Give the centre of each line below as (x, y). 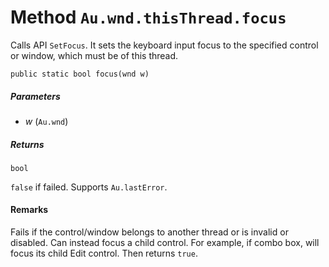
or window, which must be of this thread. (94, 55)
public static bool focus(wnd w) (80, 74)
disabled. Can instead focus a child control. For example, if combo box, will (165, 243)
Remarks (29, 210)
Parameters (35, 96)
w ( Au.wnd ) (46, 121)
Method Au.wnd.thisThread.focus (148, 17)
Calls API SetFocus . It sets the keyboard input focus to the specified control (164, 45)
